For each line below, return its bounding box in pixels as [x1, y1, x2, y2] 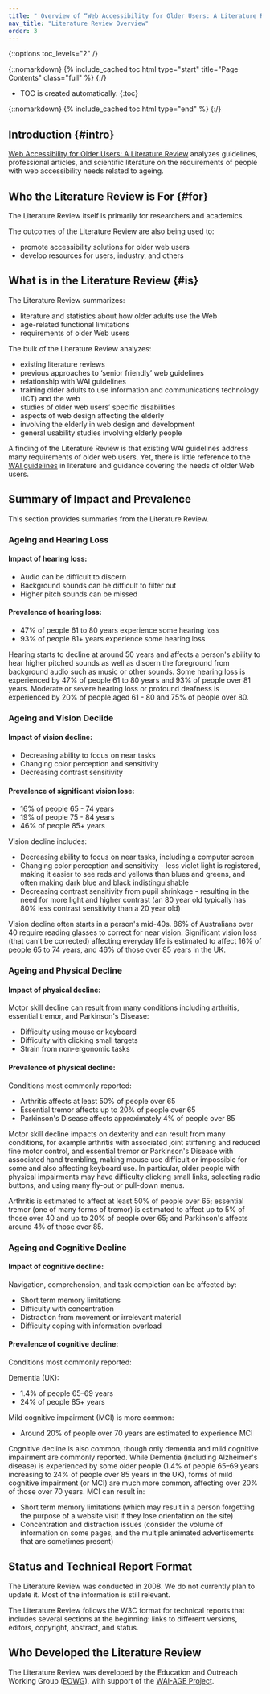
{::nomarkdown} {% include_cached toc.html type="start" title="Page [8, 64, 239, 74]
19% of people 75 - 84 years [19, 812, 115, 822]
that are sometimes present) [19, 1536, 114, 1546]
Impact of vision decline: [8, 733, 93, 742]
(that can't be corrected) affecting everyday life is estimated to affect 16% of [8, 936, 262, 946]
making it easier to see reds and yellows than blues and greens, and [19, 870, 246, 879]
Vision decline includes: [8, 837, 87, 846]
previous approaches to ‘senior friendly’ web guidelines [19, 367, 205, 377]
